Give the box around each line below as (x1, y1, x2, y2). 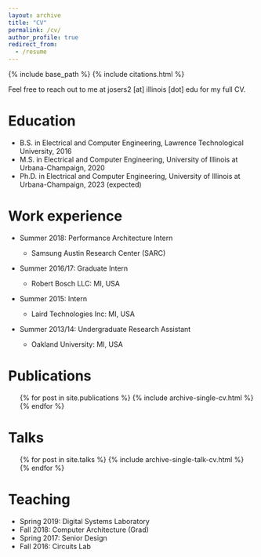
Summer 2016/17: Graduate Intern (19, 264, 129, 273)
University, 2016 (19, 146, 72, 155)
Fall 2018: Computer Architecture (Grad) (19, 525, 149, 534)
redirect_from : (8, 41, 58, 49)
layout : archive (8, 11, 61, 20)
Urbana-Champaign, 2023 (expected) (19, 180, 143, 189)
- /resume (15, 48, 47, 56)
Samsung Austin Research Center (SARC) (31, 248, 166, 257)
